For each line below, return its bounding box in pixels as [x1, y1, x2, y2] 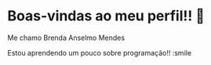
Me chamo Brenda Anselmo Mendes [7, 33, 126, 42]
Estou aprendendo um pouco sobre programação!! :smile [7, 48, 192, 57]
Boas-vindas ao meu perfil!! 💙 [7, 7, 206, 25]
